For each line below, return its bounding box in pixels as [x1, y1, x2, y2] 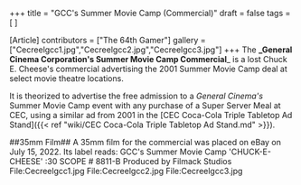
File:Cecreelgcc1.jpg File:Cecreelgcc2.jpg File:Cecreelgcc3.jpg [9, 166, 243, 176]
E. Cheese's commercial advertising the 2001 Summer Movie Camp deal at [9, 63, 287, 74]
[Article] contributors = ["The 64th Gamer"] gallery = [9, 35, 206, 45]
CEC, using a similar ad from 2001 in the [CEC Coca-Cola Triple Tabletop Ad [9, 110, 293, 120]
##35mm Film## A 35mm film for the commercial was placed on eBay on [9, 137, 282, 147]
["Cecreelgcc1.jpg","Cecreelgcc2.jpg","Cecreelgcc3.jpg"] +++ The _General [9, 44, 293, 55]
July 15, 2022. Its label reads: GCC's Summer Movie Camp [9, 146, 228, 157]
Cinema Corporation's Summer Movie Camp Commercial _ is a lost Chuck [9, 54, 287, 64]
